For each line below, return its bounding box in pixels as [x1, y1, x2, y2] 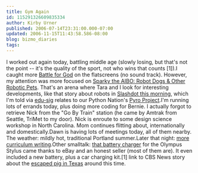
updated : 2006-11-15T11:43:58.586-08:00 [6, 31, 109, 37]
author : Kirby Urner [6, 20, 58, 26]
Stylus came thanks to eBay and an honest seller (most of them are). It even [6, 147, 193, 154]
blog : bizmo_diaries [6, 36, 58, 42]
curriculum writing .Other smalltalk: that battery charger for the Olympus [6, 141, 182, 148]
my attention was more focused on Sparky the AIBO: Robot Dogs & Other [6, 77, 186, 84]
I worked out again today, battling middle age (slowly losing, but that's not [6, 58, 188, 66]
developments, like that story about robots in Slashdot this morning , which [6, 90, 189, 97]
